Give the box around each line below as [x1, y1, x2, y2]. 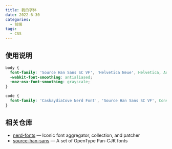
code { [5, 93, 19, 98]
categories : [5, 17, 31, 22]
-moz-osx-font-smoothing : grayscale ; [10, 80, 91, 85]
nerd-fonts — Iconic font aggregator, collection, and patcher [12, 132, 140, 138]
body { [5, 65, 19, 70]
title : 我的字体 [5, 7, 37, 13]
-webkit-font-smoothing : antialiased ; [10, 74, 93, 80]
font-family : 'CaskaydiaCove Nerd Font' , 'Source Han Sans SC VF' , [10, 98, 157, 104]
